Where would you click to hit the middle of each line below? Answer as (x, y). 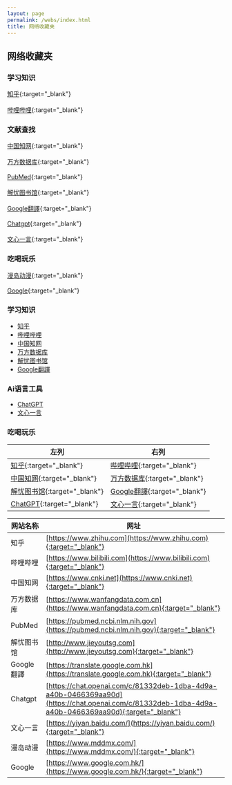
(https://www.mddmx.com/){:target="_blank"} (120, 751)
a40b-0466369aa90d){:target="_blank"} (114, 712)
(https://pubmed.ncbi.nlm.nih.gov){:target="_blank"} (130, 629)
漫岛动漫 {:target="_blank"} (45, 275)
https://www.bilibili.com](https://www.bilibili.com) (129, 557)
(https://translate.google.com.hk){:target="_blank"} (129, 674)
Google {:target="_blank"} (43, 290)
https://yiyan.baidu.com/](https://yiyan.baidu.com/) (132, 723)
